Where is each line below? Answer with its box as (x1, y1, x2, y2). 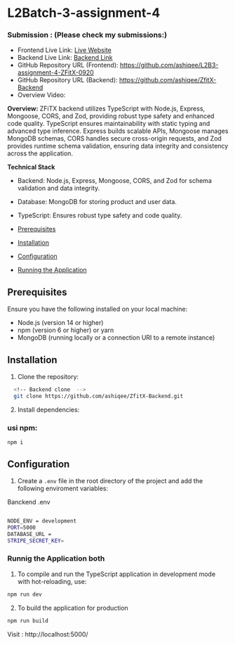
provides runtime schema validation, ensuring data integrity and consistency (7, 142, 229, 151)
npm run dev (7, 591, 42, 598)
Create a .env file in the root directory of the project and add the (17, 476, 203, 485)
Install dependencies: (17, 405, 80, 414)
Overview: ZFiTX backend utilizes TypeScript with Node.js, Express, (7, 104, 206, 113)
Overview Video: (17, 91, 66, 99)
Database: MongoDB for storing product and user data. (17, 198, 177, 206)
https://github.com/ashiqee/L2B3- (119, 61, 219, 70)
